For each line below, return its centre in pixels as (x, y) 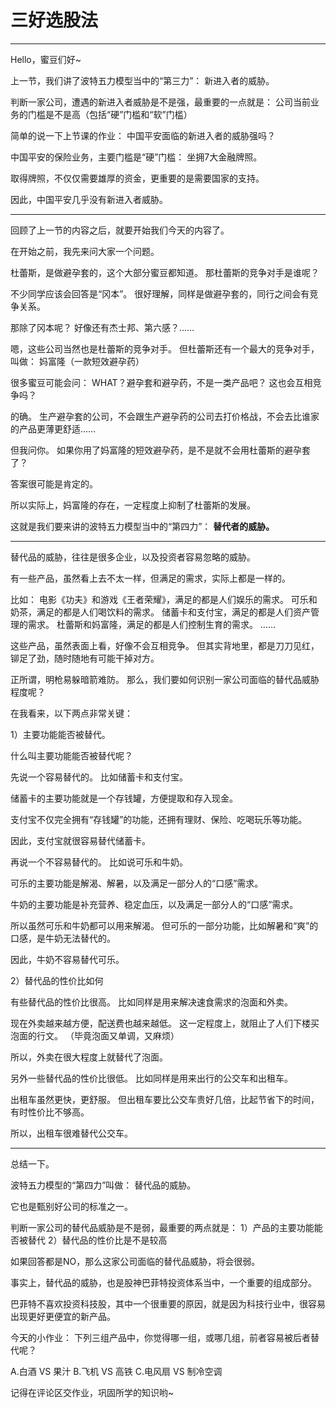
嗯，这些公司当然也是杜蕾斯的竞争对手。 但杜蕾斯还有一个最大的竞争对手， (165, 348)
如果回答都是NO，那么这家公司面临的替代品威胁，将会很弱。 (135, 1261)
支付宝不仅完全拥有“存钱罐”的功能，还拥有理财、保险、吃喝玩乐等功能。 (159, 819)
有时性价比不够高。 (50, 1112)
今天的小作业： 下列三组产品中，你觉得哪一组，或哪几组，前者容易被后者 (160, 1337)
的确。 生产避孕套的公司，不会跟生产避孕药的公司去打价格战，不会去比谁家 (165, 416)
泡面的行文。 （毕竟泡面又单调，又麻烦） (95, 1035)
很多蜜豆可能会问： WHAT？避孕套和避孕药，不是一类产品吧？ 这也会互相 (161, 382)
